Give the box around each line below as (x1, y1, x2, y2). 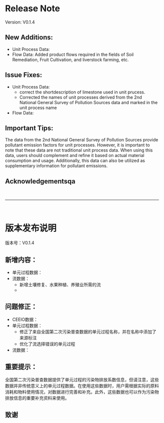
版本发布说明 (5, 223, 57, 234)
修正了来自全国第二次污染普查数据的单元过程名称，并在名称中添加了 (19, 329, 157, 334)
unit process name (19, 105, 57, 111)
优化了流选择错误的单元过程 (19, 341, 76, 347)
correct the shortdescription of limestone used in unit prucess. (19, 89, 145, 95)
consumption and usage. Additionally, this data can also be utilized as (5, 157, 145, 164)
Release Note (5, 3, 60, 14)
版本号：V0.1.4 (5, 240, 35, 246)
